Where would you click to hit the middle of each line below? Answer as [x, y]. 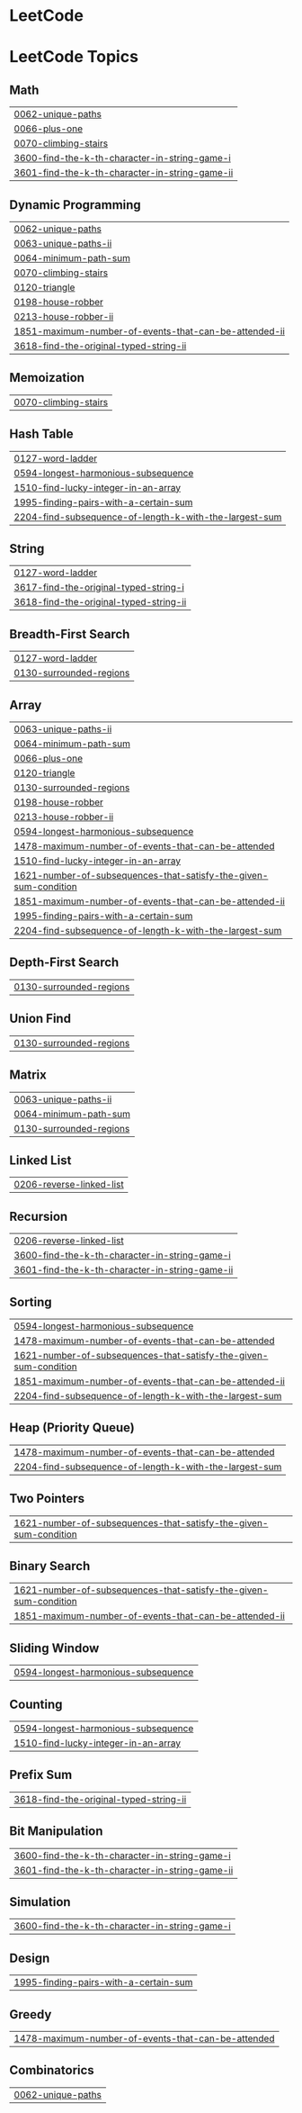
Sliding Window [54, 1648]
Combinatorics [52, 2070]
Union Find [40, 1019]
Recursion [39, 1216]
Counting [36, 1704]
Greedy [31, 2014]
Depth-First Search [64, 963]
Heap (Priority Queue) [72, 1428]
